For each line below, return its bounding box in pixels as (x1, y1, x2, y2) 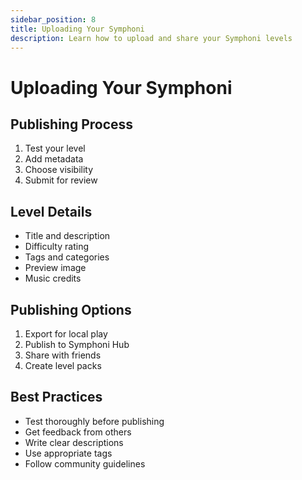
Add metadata (24, 153, 84, 165)
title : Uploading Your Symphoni (10, 24, 145, 34)
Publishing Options (10, 301, 132, 318)
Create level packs (24, 360, 102, 371)
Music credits (24, 272, 82, 285)
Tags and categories (24, 251, 110, 263)
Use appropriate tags (24, 447, 113, 459)
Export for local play (24, 328, 108, 340)
